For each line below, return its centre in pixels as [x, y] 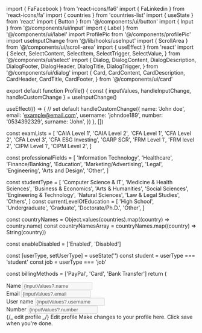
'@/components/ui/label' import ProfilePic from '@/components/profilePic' [99, 34]
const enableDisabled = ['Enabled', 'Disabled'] [64, 244]
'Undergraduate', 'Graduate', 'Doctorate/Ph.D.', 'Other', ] [75, 208]
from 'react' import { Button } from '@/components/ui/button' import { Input [100, 21]
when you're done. [30, 323]
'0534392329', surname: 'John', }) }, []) [55, 122]
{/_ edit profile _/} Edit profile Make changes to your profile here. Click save [99, 317]
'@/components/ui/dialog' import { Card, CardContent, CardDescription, [96, 73]
